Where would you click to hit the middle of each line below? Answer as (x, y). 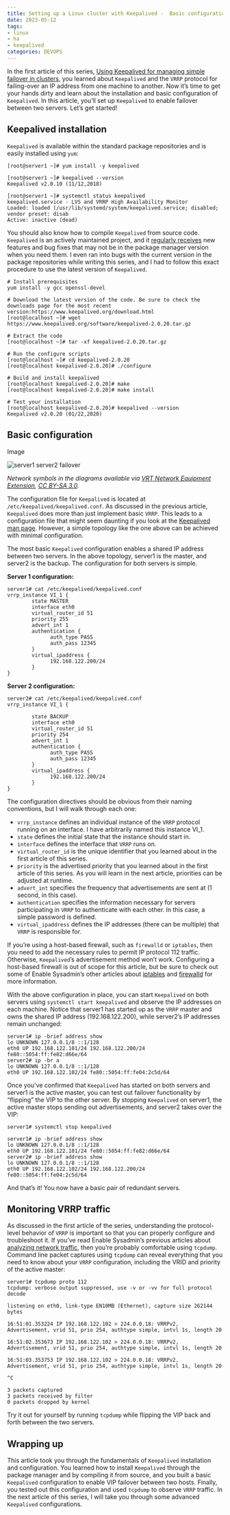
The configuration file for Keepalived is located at (76, 499)
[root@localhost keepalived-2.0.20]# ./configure (79, 366)
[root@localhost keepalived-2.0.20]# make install (81, 390)
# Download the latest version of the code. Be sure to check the (104, 299)
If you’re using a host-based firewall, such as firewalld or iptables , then (110, 944)
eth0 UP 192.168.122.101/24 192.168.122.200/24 (76, 1048)
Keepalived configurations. (44, 1504)
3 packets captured (35, 1390)
